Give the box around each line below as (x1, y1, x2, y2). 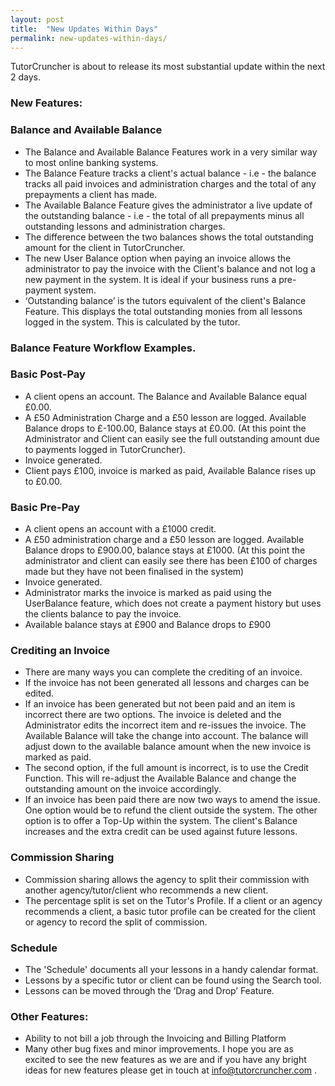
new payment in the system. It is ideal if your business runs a (24, 273, 277, 285)
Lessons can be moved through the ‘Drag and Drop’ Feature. (24, 985, 275, 996)
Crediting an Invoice (10, 644, 111, 658)
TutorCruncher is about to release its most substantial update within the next (10, 61, 326, 73)
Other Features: (10, 1009, 89, 1023)
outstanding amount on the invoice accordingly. (24, 783, 222, 795)
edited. (24, 687, 55, 700)
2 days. (10, 71, 41, 83)
